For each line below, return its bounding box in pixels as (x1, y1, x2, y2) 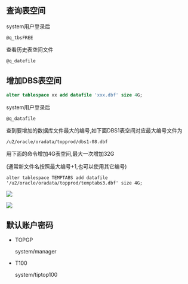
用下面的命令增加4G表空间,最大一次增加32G (6, 150, 115, 157)
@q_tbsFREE (6, 35, 33, 41)
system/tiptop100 (14, 271, 58, 279)
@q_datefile (6, 58, 36, 64)
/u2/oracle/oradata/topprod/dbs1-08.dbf (6, 138, 109, 145)
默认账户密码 (6, 220, 54, 230)
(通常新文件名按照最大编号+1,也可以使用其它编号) (6, 162, 127, 170)
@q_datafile (6, 116, 36, 122)
